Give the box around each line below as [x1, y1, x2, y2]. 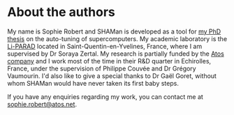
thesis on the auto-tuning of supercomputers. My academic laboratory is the [7, 34, 228, 43]
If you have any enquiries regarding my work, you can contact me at [7, 92, 204, 101]
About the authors [7, 4, 115, 20]
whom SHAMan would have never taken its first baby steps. [7, 79, 180, 87]
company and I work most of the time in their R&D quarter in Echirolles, [7, 56, 212, 65]
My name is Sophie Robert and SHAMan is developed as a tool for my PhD [7, 27, 221, 36]
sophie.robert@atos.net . [7, 100, 78, 108]
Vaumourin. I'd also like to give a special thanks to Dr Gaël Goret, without [7, 71, 217, 80]
